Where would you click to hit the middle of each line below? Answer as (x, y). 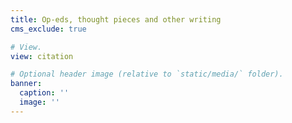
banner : (26, 84)
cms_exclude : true (48, 29)
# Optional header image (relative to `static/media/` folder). (147, 74)
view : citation (42, 56)
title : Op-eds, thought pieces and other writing (116, 19)
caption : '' (44, 93)
